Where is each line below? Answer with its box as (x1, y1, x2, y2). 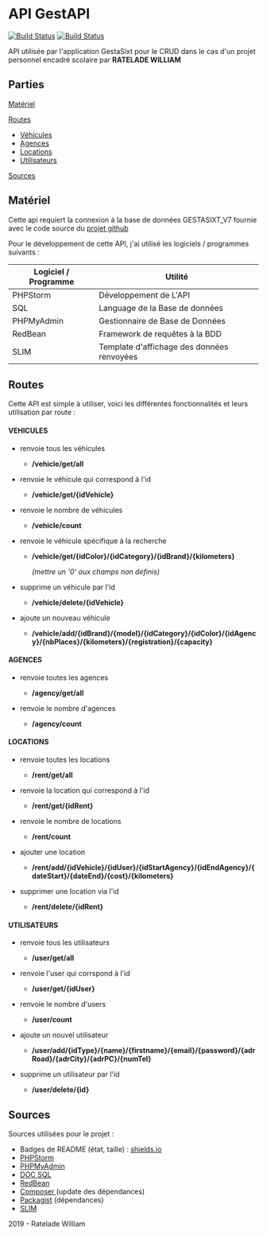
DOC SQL (19, 1170, 52, 1179)
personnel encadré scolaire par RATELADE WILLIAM (8, 55, 181, 64)
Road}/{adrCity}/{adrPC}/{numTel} (31, 1054, 152, 1064)
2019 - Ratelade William (8, 1219, 86, 1229)
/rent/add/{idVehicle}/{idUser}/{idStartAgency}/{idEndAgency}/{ (31, 862, 255, 872)
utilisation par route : (8, 407, 75, 417)
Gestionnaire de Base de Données (99, 315, 226, 326)
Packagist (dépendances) (19, 1195, 105, 1205)
